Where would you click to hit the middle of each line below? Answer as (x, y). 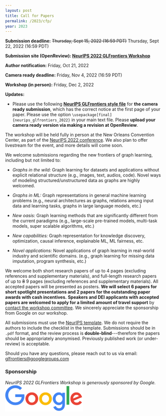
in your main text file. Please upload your (113, 120)
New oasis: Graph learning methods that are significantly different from (85, 216)
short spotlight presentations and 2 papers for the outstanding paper (78, 292)
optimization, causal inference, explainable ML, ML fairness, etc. (78, 241)
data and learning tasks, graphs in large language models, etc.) (77, 206)
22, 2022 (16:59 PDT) (27, 46)
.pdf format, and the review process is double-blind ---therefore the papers (83, 333)
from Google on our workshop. (37, 313)
